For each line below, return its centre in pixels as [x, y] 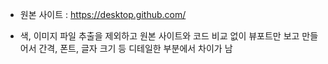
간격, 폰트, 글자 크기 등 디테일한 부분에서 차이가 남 [135, 48]
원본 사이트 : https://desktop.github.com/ [103, 14]
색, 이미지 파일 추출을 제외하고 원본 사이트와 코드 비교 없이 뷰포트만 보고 [159, 36]
